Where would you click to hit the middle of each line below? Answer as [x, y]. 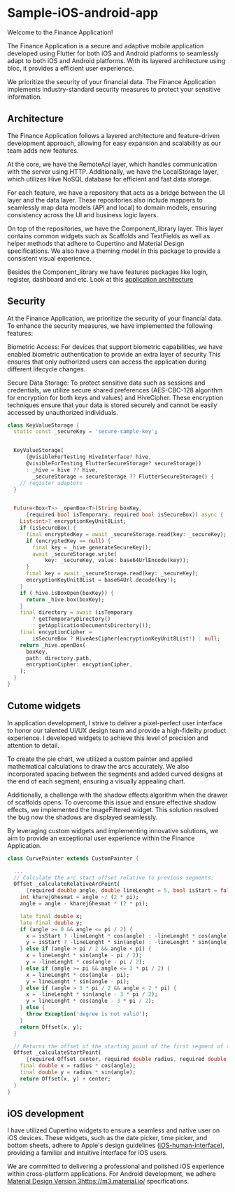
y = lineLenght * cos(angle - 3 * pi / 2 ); [90, 1001]
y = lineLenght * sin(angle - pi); [78, 981]
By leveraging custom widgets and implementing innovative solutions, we [113, 830]
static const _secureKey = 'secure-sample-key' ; [86, 432]
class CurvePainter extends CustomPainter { [73, 858]
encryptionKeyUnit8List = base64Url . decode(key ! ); [101, 580]
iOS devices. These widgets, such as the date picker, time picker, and [107, 1138]
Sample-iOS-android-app [83, 13]
